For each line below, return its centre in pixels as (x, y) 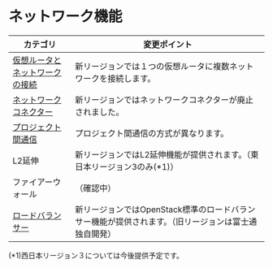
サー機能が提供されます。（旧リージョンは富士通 (166, 222)
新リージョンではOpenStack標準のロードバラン (165, 210)
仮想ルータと (37, 60)
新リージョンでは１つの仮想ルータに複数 (152, 66)
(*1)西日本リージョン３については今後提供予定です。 (96, 255)
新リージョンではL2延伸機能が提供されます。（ (162, 154)
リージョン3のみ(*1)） (134, 166)
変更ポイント (168, 44)
